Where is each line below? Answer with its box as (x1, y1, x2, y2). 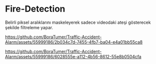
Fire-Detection (5, 3, 65, 15)
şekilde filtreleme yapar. (5, 24, 54, 30)
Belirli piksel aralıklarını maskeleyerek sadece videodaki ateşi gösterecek (5, 19, 151, 25)
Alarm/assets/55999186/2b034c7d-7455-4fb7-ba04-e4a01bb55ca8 (5, 39, 143, 45)
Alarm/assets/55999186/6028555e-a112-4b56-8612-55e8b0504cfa (5, 53, 141, 59)
